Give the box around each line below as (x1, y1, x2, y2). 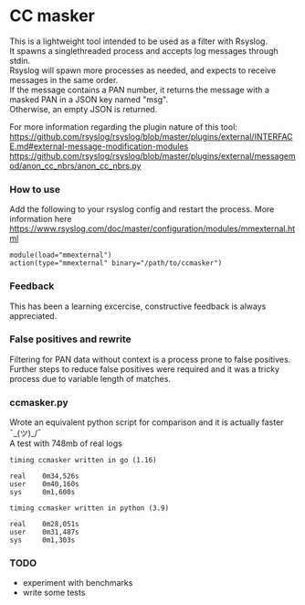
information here (9, 214, 72, 225)
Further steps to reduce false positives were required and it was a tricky (9, 363, 280, 375)
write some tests (22, 587, 86, 599)
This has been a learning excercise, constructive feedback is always (9, 301, 267, 312)
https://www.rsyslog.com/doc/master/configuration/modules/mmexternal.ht (9, 223, 296, 234)
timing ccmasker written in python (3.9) (9, 504, 170, 513)
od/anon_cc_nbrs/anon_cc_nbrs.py (9, 160, 142, 171)
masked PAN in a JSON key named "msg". (9, 93, 169, 105)
